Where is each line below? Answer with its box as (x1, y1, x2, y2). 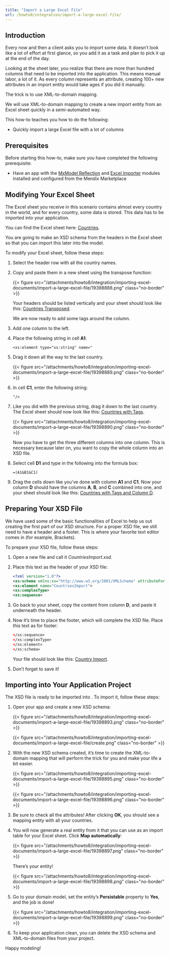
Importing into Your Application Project (5, 681, 131, 689)
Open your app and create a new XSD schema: (12, 704, 111, 710)
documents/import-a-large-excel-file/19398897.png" (12, 848, 123, 854)
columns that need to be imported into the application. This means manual (5, 71, 161, 77)
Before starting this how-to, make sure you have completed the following (5, 155, 158, 161)
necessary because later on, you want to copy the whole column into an (12, 445, 163, 451)
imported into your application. (5, 215, 70, 221)
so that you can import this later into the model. (5, 240, 104, 246)
